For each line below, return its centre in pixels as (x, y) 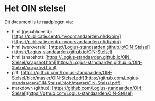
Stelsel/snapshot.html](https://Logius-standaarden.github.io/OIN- (77, 62)
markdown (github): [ (32, 88)
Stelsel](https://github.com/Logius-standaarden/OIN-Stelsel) (72, 93)
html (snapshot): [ (29, 57)
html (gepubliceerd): (32, 31)
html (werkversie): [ (31, 47)
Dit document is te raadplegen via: (39, 22)
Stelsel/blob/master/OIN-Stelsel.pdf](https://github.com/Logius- (76, 78)
